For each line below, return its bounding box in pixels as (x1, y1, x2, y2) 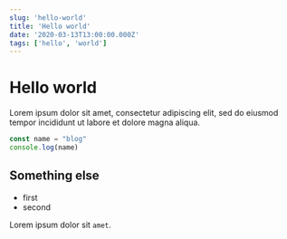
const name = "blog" (9, 135, 88, 144)
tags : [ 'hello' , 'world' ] (9, 38, 107, 48)
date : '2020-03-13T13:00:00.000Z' (9, 30, 140, 39)
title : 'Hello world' (9, 22, 91, 31)
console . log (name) (9, 143, 79, 152)
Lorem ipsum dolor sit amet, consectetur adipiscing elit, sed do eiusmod (9, 108, 279, 119)
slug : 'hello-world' (9, 13, 88, 23)
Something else (9, 168, 100, 184)
